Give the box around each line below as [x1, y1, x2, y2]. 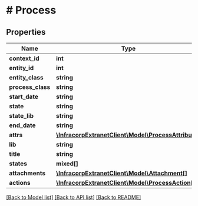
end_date [9, 121, 37, 129]
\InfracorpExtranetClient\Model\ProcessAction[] [55, 179, 196, 187]
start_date [9, 92, 39, 101]
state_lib [9, 112, 34, 119]
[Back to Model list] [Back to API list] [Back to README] [6, 194, 141, 201]
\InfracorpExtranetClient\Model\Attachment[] [55, 169, 187, 177]
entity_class [9, 74, 44, 81]
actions [9, 179, 31, 187]
